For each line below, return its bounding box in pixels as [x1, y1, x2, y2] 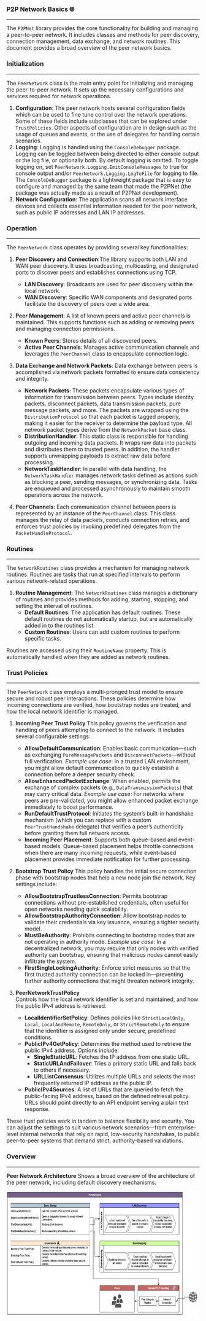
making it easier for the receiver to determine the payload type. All [24, 419, 192, 427]
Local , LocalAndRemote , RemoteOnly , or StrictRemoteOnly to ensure [24, 1021, 190, 1028]
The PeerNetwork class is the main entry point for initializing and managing [6, 79, 193, 87]
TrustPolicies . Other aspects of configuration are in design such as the [15, 123, 197, 131]
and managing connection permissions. [15, 325, 115, 332]
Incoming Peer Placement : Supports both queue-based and [24, 836, 177, 843]
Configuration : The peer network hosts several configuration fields [15, 104, 186, 112]
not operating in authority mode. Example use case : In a [24, 938, 166, 946]
